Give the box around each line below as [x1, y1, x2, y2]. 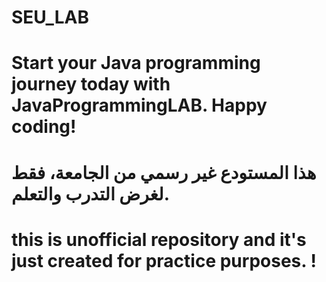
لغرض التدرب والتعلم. [11, 182, 170, 205]
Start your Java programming [11, 52, 261, 75]
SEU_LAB [11, 6, 89, 29]
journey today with [11, 73, 171, 96]
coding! [11, 116, 77, 138]
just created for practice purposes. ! [11, 249, 317, 272]
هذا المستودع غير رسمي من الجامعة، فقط [11, 161, 317, 184]
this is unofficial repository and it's [11, 228, 307, 251]
